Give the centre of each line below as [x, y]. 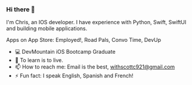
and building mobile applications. [47, 28]
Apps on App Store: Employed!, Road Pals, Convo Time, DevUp [84, 40]
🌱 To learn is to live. [39, 60]
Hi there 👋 [21, 9]
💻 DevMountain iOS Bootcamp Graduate [65, 52]
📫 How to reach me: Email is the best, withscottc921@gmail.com [95, 67]
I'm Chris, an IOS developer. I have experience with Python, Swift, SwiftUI [96, 22]
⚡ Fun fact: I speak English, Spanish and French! [74, 76]
